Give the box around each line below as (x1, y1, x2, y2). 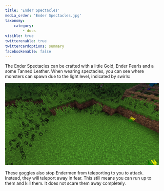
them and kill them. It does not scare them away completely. (5, 180, 126, 186)
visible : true (5, 34, 34, 38)
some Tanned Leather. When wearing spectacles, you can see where (5, 68, 144, 74)
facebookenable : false (5, 49, 51, 54)
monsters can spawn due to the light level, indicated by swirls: (5, 73, 130, 79)
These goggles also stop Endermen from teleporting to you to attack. (5, 170, 144, 175)
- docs (22, 28, 36, 34)
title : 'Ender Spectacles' (5, 8, 60, 13)
